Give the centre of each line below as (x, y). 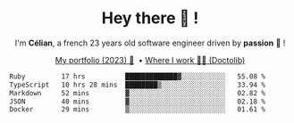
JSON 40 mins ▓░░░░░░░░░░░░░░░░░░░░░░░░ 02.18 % (138, 102)
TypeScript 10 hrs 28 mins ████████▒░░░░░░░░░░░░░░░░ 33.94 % (138, 85)
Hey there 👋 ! (150, 18)
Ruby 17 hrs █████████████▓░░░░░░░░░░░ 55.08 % (138, 76)
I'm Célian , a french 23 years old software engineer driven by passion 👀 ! (150, 43)
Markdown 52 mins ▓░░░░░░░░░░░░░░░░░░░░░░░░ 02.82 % (138, 93)
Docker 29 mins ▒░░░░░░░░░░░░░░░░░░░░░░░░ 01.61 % (138, 110)
